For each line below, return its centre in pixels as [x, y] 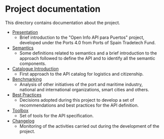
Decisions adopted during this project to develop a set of [77, 100]
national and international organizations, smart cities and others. [84, 89]
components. [33, 63]
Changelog [23, 121]
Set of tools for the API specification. [57, 115]
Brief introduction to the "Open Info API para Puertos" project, [82, 37]
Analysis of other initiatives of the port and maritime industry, [81, 84]
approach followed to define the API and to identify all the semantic [87, 58]
